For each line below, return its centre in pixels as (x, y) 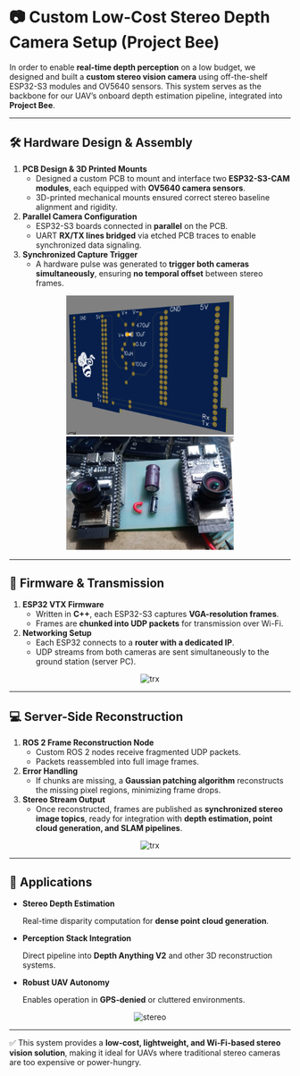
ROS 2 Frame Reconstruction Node (88, 742)
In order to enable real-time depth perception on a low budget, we (133, 67)
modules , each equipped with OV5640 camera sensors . (140, 188)
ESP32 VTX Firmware (63, 605)
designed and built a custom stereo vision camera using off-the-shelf (138, 76)
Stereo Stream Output (63, 800)
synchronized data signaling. (88, 245)
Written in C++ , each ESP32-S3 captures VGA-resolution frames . (157, 614)
